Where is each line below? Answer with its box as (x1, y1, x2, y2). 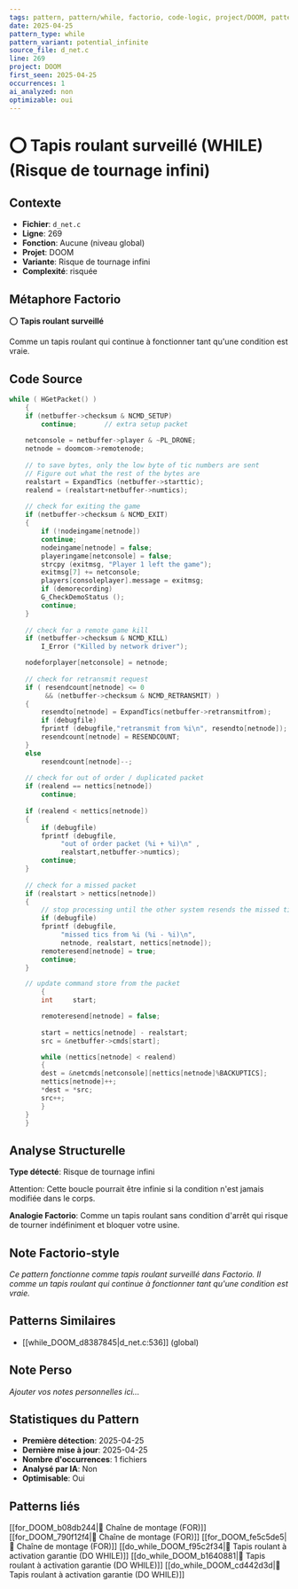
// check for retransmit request (25, 675, 149, 684)
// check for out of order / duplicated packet (25, 773, 204, 783)
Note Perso (9, 1363, 73, 1378)
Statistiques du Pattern (9, 1412, 139, 1428)
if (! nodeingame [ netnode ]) (41, 527, 141, 536)
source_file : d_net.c (9, 46, 90, 55)
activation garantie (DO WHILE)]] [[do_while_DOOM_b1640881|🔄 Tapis (9, 1551, 266, 1562)
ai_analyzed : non (9, 87, 74, 96)
